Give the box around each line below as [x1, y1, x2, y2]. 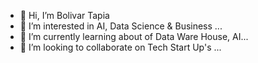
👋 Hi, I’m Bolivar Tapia [19, 10, 110, 21]
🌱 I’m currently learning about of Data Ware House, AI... [19, 31, 249, 42]
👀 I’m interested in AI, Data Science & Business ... [19, 20, 223, 32]
